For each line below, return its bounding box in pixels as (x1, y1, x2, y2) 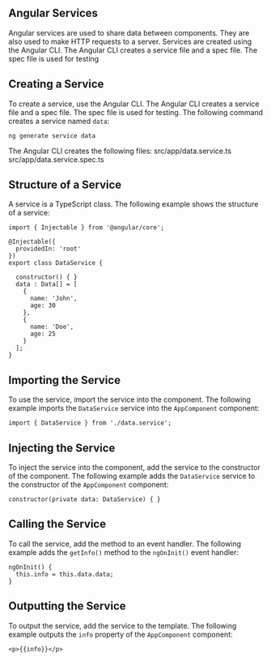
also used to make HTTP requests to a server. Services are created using (8, 36, 252, 46)
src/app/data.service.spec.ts (8, 154, 104, 164)
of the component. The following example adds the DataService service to (8, 471, 256, 481)
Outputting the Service (8, 599, 127, 613)
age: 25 (29, 330, 57, 339)
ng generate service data (8, 131, 95, 140)
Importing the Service (8, 373, 121, 387)
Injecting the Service (8, 441, 116, 454)
